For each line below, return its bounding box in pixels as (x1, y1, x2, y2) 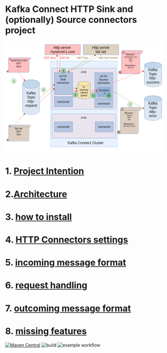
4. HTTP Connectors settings (5, 234, 128, 246)
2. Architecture (5, 188, 67, 200)
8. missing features (5, 326, 87, 337)
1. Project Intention (5, 166, 84, 177)
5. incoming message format (5, 257, 126, 268)
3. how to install (5, 211, 72, 223)
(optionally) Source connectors (5, 14, 137, 25)
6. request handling (5, 280, 88, 291)
